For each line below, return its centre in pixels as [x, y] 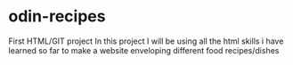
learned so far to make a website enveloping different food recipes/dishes [144, 50]
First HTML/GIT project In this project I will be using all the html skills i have [146, 41]
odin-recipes [57, 16]
